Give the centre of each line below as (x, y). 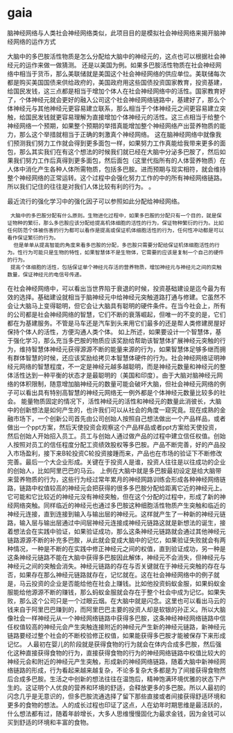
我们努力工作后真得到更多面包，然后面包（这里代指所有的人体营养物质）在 (119, 160)
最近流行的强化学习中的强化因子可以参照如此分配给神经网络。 (95, 201)
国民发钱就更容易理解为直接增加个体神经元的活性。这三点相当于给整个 (126, 117)
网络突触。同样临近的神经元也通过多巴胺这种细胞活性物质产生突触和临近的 (119, 505)
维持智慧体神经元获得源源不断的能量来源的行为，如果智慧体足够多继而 (119, 349)
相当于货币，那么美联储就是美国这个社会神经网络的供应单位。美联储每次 (122, 74)
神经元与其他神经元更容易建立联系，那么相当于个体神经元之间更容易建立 (116, 108)
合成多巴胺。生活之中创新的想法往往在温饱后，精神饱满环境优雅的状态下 (116, 679)
